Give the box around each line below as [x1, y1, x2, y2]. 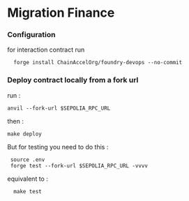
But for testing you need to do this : [7, 142, 109, 151]
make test [13, 188, 42, 195]
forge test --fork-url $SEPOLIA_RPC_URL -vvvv [10, 162, 149, 169]
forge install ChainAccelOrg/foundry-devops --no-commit [13, 59, 183, 66]
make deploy [7, 131, 42, 137]
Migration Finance [7, 5, 115, 21]
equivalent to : [7, 174, 49, 183]
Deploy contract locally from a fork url [7, 75, 139, 85]
